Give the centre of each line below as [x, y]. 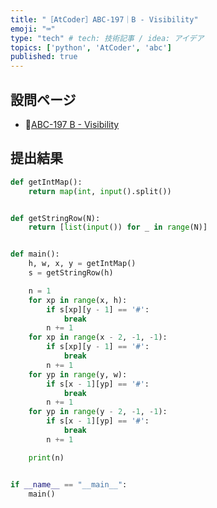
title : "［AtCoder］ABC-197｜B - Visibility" [104, 19]
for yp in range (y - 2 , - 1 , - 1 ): [98, 412]
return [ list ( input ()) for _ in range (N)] [118, 227]
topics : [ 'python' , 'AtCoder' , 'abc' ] [91, 47]
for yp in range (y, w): [78, 374]
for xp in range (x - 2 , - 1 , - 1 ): [98, 337]
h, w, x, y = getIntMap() [82, 264]
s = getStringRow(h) [71, 273]
